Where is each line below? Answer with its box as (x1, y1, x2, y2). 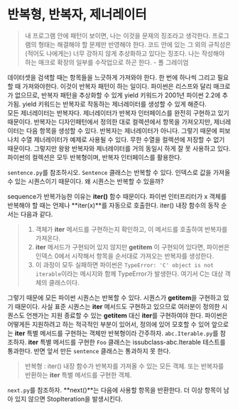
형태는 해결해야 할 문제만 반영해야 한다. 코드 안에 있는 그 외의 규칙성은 (38, 40, 232, 48)
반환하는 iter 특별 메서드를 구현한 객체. (24, 370, 132, 379)
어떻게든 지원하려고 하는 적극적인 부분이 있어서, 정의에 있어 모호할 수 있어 (7, 320, 210, 328)
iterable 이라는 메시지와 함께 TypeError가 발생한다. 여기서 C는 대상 (35, 269, 224, 278)
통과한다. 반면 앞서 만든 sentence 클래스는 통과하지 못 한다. (7, 346, 171, 355)
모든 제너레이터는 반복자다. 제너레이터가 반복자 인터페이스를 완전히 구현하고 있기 (7, 108, 229, 117)
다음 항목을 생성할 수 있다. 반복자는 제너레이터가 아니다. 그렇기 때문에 (26, 126, 218, 135)
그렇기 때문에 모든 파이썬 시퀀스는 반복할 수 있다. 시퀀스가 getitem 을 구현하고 (7, 293, 222, 302)
